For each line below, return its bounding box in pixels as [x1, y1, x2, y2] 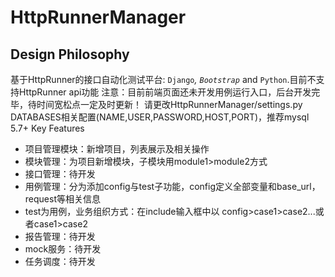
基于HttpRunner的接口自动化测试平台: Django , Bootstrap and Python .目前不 [10, 74, 317, 85]
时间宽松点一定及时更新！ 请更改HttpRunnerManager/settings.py [36, 99, 303, 110]
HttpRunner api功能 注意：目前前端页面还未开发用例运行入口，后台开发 [18, 86, 312, 98]
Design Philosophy [10, 46, 130, 63]
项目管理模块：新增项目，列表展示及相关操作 [24, 143, 210, 155]
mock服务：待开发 [24, 243, 102, 255]
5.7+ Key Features [10, 122, 85, 134]
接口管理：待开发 [24, 168, 96, 180]
